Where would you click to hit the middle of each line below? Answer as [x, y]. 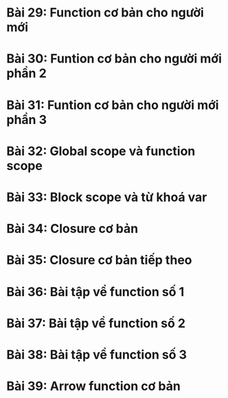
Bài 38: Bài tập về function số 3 [96, 354]
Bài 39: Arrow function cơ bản [94, 386]
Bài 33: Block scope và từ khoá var [107, 197]
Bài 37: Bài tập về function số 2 [96, 323]
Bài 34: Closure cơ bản [72, 229]
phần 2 [27, 73]
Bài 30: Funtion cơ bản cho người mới [114, 59]
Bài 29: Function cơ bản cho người [105, 13]
